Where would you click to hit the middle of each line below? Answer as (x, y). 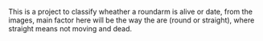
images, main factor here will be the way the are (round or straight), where (131, 20)
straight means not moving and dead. (70, 29)
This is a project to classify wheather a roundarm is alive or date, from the (131, 12)
